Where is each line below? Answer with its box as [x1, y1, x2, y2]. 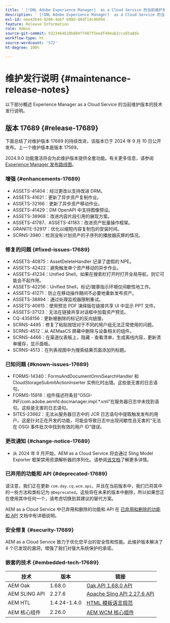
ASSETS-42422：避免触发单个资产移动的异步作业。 [12, 264, 121, 271]
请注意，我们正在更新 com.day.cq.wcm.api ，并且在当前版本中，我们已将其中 [5, 482, 163, 488]
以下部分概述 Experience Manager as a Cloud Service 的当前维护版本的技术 [5, 101, 163, 107]
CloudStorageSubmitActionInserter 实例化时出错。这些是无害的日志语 [12, 380, 158, 386]
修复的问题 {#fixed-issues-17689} [5, 246, 90, 253]
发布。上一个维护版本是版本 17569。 [5, 145, 81, 151]
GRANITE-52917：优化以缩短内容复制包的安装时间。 [12, 226, 122, 232]
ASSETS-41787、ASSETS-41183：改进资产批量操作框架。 [12, 219, 133, 226]
